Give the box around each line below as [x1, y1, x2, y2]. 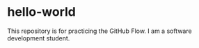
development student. [7, 34, 70, 42]
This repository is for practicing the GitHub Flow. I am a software [7, 27, 193, 35]
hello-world [7, 4, 77, 20]
